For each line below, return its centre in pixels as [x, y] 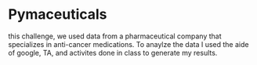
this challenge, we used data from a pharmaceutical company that [115, 36]
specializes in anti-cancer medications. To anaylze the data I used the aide [128, 44]
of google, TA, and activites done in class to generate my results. [113, 52]
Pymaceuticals [58, 14]
